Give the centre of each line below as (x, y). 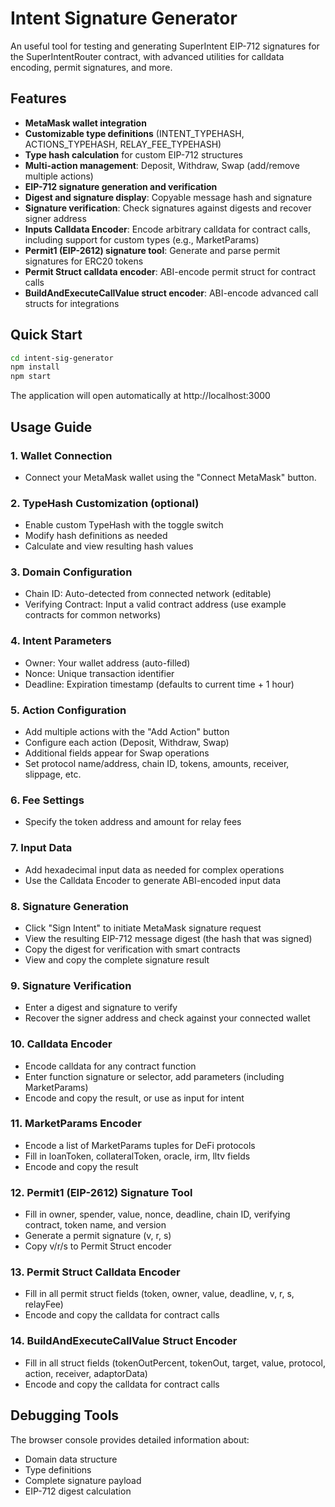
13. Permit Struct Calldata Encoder (95, 1272)
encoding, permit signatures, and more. (91, 67)
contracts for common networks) (93, 615)
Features (38, 98)
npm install (35, 367)
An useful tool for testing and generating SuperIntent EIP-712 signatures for (165, 46)
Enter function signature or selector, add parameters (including (154, 1076)
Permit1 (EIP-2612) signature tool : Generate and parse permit (152, 250)
